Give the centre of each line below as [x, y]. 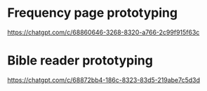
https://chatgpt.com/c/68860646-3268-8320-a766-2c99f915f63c [103, 32]
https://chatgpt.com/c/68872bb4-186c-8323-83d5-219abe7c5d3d [104, 80]
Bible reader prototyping [80, 61]
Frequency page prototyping [92, 13]
